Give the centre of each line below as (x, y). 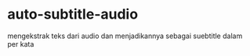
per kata (21, 44)
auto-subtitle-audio (73, 14)
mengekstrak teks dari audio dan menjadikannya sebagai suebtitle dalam (125, 36)
